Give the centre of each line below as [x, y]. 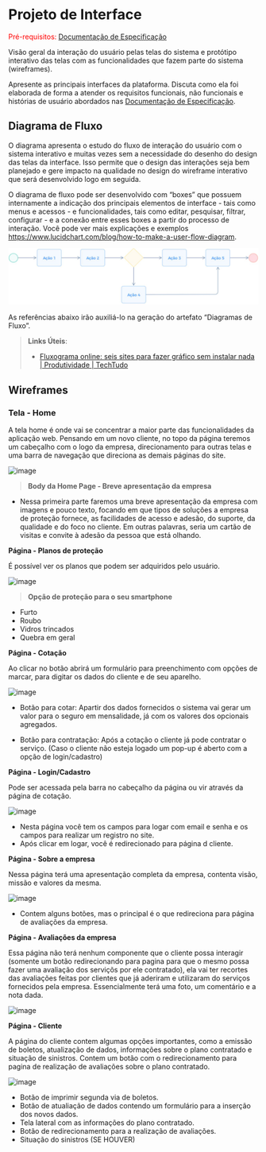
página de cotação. [40, 796]
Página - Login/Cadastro [50, 772]
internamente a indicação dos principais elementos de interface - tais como [132, 203]
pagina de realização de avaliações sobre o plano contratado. [109, 1067]
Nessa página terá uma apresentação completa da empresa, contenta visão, [133, 875]
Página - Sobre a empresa [52, 859]
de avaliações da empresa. [64, 922]
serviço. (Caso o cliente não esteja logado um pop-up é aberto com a [133, 748]
